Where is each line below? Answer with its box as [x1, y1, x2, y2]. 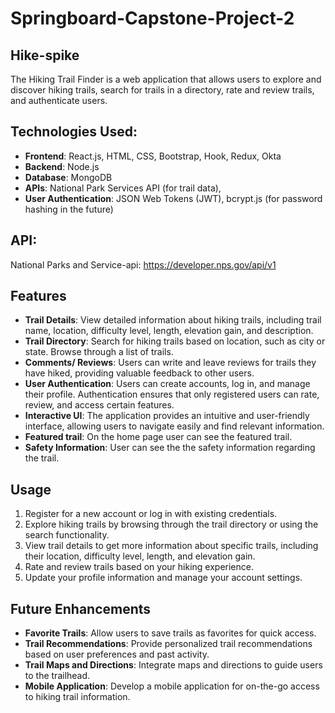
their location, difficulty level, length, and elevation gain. [24, 550, 256, 562]
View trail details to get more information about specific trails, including [24, 540, 319, 552]
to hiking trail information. [24, 691, 131, 703]
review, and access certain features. [24, 399, 175, 411]
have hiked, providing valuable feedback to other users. [24, 367, 255, 379]
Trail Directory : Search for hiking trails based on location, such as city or [24, 335, 326, 347]
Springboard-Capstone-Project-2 [10, 7, 295, 30]
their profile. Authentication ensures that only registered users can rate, [24, 388, 320, 401]
